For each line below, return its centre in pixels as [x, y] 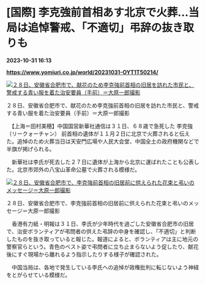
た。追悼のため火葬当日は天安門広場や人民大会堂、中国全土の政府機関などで [103, 141]
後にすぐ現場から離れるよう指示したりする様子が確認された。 [84, 254]
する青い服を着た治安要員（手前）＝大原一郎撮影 [68, 113]
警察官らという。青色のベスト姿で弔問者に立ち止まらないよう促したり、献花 [102, 246]
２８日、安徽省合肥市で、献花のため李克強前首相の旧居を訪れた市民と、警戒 [102, 105]
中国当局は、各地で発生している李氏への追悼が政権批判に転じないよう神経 [105, 267]
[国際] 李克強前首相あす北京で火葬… [97, 13]
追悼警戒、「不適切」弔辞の [95, 28]
